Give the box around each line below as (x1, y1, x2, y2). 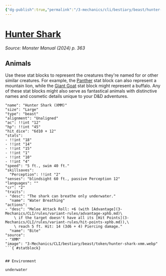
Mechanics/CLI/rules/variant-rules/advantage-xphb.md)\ (5, 211, 123, 216)
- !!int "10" (5, 155, 32, 160)
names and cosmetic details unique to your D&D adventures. (5, 93, 128, 99)
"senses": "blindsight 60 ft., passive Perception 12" (5, 177, 121, 182)
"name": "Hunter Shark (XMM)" (5, 103, 68, 108)
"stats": (5, 133, 23, 138)
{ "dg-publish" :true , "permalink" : (5, 7, 74, 12)
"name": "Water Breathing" (9, 198, 65, 203)
